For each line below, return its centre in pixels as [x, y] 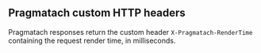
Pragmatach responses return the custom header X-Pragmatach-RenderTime [130, 32]
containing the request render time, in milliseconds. [92, 40]
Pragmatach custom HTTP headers [97, 13]
